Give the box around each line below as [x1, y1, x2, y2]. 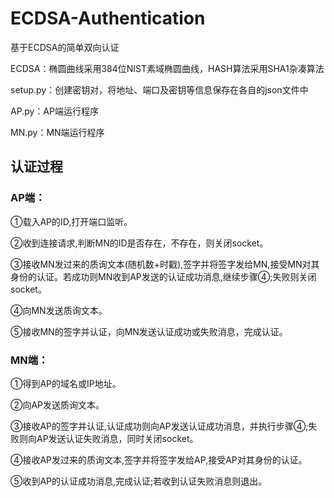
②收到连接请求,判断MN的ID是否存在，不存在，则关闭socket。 [10, 237, 269, 249]
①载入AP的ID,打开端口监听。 [10, 215, 133, 227]
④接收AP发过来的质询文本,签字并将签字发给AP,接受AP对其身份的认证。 [10, 453, 308, 466]
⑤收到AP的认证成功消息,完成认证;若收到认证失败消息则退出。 [10, 475, 268, 487]
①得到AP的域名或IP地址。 [10, 377, 122, 389]
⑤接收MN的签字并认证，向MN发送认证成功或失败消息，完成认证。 [10, 325, 288, 337]
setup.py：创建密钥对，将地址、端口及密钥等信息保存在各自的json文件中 [10, 83, 309, 96]
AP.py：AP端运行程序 [10, 105, 99, 117]
